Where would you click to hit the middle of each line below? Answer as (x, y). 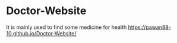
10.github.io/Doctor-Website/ (41, 33)
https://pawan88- (149, 27)
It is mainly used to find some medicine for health (67, 27)
